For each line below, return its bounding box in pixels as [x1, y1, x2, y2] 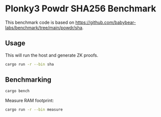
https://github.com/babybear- [75, 19, 136, 25]
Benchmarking [5, 75, 52, 84]
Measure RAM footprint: [5, 98, 54, 104]
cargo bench [5, 89, 30, 94]
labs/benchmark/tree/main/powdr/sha [5, 24, 82, 30]
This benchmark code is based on [5, 19, 75, 25]
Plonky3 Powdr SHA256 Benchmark [5, 3, 157, 14]
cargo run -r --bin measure [5, 107, 63, 112]
